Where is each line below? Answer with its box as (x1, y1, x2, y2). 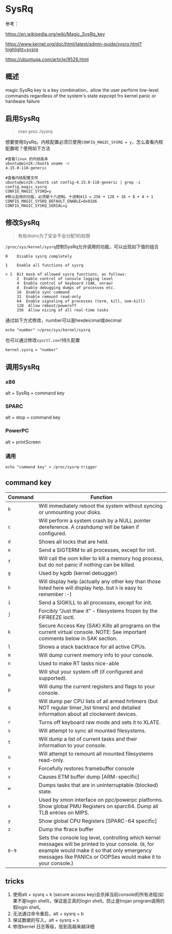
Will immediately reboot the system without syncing (38, 502, 163, 509)
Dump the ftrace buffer (38, 825, 94, 833)
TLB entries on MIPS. (38, 809, 90, 816)
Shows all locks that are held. (38, 538, 109, 545)
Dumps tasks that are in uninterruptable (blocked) (38, 781, 159, 788)
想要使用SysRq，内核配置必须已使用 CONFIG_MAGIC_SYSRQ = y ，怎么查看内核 (5, 139, 164, 145)
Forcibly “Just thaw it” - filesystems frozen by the (38, 607, 158, 614)
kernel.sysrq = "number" (5, 347, 58, 352)
